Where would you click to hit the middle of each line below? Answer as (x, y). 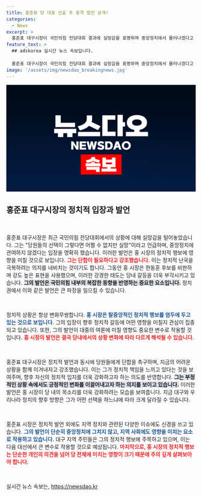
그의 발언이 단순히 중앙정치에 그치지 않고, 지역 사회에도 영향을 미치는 (103, 431)
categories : (21, 19)
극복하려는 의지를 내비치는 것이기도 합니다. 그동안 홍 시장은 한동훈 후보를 (91, 267)
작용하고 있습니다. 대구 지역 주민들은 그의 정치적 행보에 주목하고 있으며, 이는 (101, 439)
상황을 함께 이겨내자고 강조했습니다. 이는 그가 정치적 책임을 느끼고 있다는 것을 (97, 369)
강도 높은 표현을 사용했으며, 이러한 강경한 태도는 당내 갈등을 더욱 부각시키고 (101, 275)
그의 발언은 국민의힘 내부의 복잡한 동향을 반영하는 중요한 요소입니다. (103, 282)
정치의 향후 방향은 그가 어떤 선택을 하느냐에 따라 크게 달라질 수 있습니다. (106, 399)
